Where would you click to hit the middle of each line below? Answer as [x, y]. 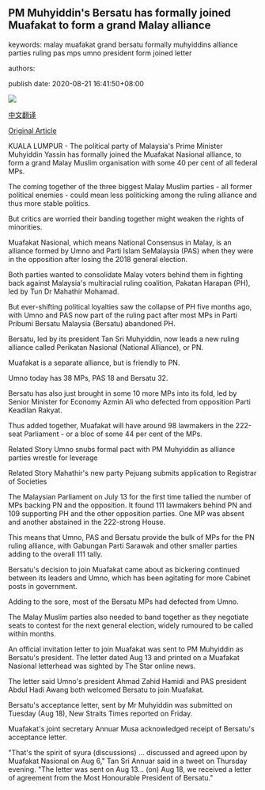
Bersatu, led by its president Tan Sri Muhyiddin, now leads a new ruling [124, 339]
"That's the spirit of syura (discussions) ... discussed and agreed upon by [128, 752]
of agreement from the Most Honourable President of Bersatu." [111, 777]
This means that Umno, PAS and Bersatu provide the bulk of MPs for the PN [132, 537]
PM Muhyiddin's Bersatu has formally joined [120, 13]
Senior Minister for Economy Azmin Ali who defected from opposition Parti [129, 401]
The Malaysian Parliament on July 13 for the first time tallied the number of [130, 496]
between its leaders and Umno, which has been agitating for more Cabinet [129, 578]
